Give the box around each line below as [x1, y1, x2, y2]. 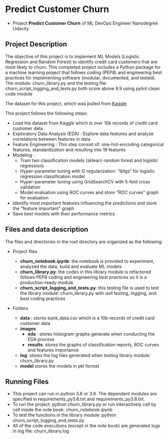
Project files [12, 248, 38, 254]
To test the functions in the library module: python [12, 412, 117, 418]
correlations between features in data [12, 136, 91, 142]
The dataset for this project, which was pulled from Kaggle [5, 100, 127, 106]
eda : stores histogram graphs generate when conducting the [27, 331, 155, 337]
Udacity [12, 25, 29, 31]
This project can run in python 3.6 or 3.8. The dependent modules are [12, 391, 157, 397]
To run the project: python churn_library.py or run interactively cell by [12, 401, 157, 407]
